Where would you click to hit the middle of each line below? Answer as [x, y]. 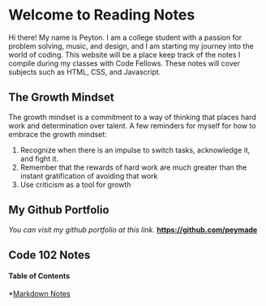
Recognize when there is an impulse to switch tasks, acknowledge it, [135, 150]
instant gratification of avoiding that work [89, 175]
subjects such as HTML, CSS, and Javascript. [85, 71]
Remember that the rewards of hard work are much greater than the [133, 167]
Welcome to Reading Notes [102, 15]
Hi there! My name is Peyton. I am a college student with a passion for [125, 37]
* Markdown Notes [39, 294]
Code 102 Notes [49, 254]
